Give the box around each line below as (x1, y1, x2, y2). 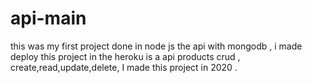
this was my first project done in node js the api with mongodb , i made (10, 40, 303, 52)
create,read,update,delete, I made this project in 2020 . (10, 61, 238, 73)
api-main (10, 7, 87, 30)
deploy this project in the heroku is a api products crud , (10, 50, 241, 62)
